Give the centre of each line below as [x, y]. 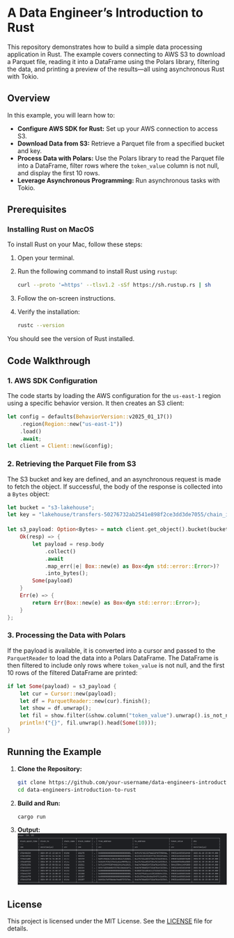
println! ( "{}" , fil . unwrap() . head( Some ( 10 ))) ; [88, 723]
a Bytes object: [29, 494]
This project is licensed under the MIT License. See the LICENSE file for [110, 921]
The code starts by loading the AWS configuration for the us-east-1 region [114, 395]
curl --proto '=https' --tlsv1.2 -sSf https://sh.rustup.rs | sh [114, 285]
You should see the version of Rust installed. [71, 339]
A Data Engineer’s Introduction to [105, 13]
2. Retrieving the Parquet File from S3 [72, 464]
